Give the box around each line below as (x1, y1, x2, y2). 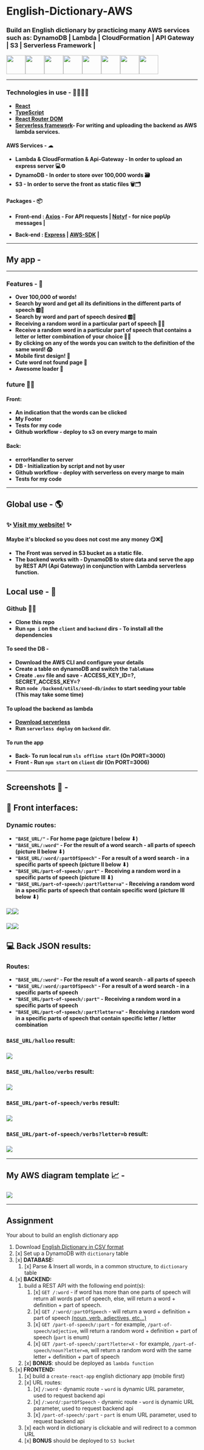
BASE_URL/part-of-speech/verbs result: (6, 1098, 120, 1107)
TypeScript (15, 108, 44, 116)
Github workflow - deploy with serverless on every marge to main (15, 469, 185, 476)
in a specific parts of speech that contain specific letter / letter (15, 1015, 177, 1022)
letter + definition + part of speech (33, 1353, 120, 1361)
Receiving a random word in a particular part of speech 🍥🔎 (15, 320, 165, 328)
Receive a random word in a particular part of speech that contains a (15, 326, 192, 334)
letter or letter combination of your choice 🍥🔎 (15, 333, 132, 340)
